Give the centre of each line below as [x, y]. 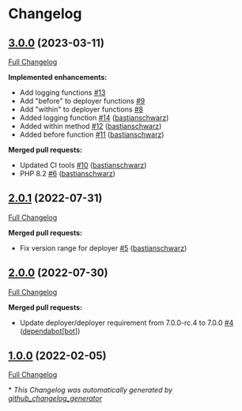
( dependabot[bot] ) [50, 331]
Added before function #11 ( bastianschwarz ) [92, 134]
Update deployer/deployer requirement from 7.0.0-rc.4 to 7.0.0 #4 [127, 322]
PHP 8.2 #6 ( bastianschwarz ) [68, 173]
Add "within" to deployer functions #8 [81, 109]
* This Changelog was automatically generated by [91, 390]
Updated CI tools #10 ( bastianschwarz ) [83, 165]
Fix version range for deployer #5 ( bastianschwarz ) [103, 248]
